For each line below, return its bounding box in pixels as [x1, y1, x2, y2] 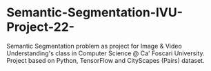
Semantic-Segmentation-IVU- [6, 5, 183, 20]
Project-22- [6, 19, 75, 35]
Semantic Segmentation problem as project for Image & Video [6, 42, 182, 50]
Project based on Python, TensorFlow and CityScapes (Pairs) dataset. [6, 56, 205, 64]
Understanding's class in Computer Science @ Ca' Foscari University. [6, 49, 205, 57]
